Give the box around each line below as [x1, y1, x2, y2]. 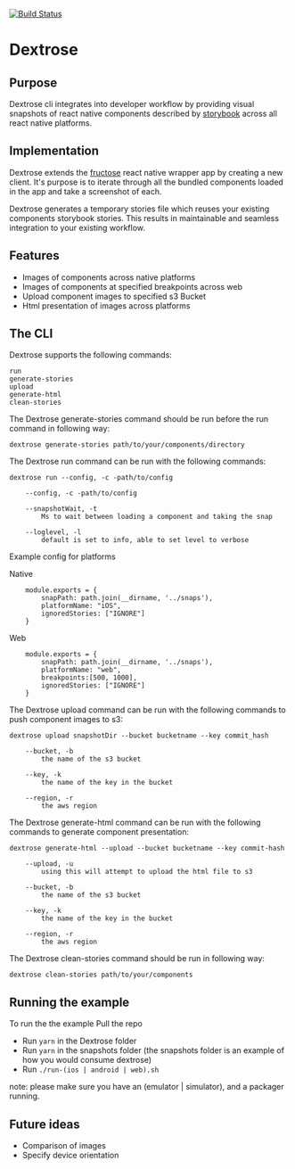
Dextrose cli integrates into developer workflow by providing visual [9, 99, 255, 109]
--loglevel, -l [25, 528, 82, 537]
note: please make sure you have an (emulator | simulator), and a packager [9, 1082, 285, 1092]
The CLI [9, 326, 53, 342]
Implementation [9, 144, 100, 159]
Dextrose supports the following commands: [9, 350, 172, 360]
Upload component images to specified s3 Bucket [21, 291, 207, 301]
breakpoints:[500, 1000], [41, 673, 138, 682]
